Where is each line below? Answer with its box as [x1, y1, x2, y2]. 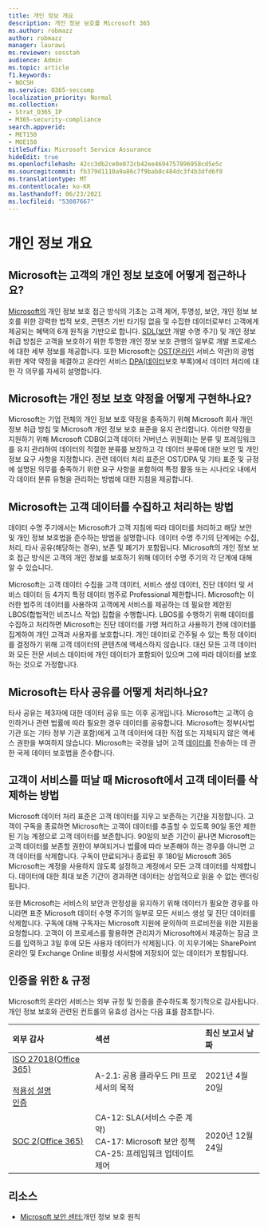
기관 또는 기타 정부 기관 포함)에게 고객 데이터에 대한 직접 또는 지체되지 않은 [8, 728, 241, 738]
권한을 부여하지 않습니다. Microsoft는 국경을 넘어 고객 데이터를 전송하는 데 [16, 738, 248, 747]
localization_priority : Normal [8, 93, 112, 101]
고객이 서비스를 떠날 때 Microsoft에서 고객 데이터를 [8, 774, 246, 787]
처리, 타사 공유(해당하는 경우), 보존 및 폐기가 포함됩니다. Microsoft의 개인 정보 [8, 543, 250, 552]
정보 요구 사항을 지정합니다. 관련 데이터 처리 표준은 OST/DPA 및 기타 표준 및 [8, 455, 245, 464]
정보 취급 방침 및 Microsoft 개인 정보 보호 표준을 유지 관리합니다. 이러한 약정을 [8, 424, 252, 434]
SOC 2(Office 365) [12, 1136, 84, 1147]
